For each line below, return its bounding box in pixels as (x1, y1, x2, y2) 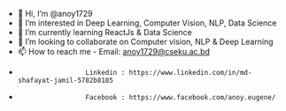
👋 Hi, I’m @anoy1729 (17, 9, 93, 18)
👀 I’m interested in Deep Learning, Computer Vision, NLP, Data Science (17, 18, 277, 28)
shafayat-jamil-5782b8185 (17, 76, 113, 85)
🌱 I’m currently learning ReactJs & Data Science (17, 27, 193, 37)
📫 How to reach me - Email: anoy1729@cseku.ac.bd (17, 47, 211, 56)
